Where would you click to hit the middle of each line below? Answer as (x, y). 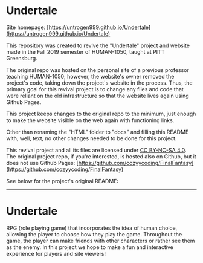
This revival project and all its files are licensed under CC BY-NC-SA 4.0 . (96, 150)
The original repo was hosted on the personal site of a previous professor (98, 70)
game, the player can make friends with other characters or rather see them (101, 241)
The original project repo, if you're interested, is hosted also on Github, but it (101, 156)
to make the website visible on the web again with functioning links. (90, 120)
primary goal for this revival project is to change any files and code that (95, 89)
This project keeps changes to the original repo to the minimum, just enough (101, 114)
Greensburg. (22, 58)
